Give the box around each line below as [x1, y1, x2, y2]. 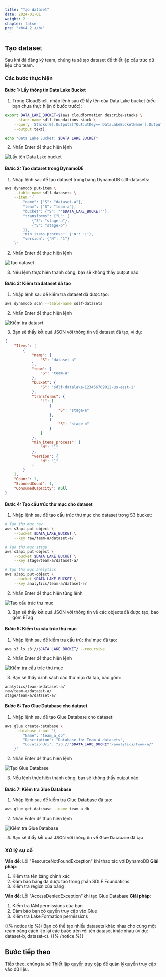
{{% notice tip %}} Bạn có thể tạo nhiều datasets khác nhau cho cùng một [5, 923, 156, 929]
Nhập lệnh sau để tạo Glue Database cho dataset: [12, 714, 114, 720]
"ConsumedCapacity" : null [14, 486, 68, 491]
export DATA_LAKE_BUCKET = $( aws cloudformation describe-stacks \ [5, 113, 142, 118]
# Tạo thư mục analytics [5, 567, 56, 572]
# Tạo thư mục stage [5, 545, 48, 550]
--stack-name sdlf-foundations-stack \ [14, 117, 96, 122]
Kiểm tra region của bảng [12, 884, 64, 889]
